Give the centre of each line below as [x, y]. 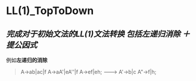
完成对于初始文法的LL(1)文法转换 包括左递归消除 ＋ [98, 34]
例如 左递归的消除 [27, 60]
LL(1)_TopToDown [50, 11]
